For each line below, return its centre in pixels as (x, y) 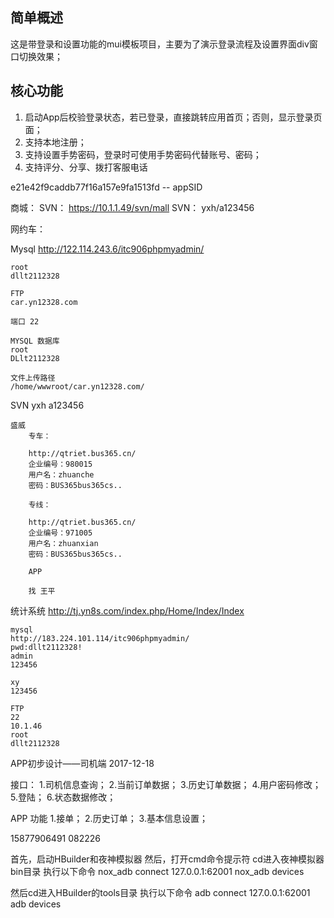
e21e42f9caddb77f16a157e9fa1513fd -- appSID (106, 187)
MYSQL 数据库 (35, 341)
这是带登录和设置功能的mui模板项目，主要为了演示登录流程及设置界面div (160, 44)
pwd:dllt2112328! (46, 647)
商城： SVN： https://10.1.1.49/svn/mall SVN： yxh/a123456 (132, 207)
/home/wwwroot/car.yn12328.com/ (77, 386)
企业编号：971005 (60, 533)
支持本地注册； (55, 142)
